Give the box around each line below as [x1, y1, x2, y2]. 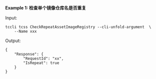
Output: [5, 37, 21, 43]
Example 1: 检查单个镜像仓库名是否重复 [5, 5, 86, 10]
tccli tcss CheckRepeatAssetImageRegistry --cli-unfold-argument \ [5, 24, 151, 29]
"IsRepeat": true [23, 60, 59, 65]
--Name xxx [14, 29, 37, 34]
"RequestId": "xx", [23, 56, 64, 61]
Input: [5, 15, 18, 20]
